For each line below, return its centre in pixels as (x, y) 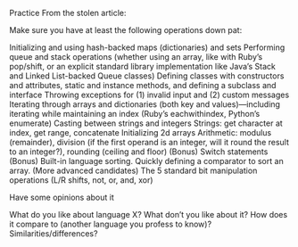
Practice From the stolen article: (68, 13)
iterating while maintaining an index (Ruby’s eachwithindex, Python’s (135, 114)
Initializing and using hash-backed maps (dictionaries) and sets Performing (147, 47)
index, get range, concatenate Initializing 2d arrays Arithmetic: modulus (141, 132)
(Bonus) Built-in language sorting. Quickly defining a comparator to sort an (146, 161)
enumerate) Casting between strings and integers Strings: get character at (146, 123)
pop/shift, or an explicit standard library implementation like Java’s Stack (143, 66)
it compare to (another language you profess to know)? (111, 224)
